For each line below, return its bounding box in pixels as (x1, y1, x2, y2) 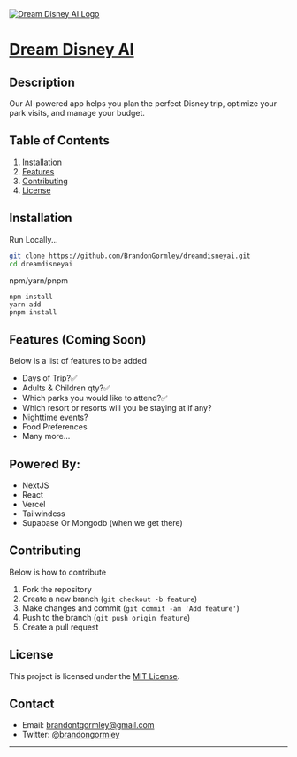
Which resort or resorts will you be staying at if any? (21, 403, 212, 413)
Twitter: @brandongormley (21, 730, 120, 740)
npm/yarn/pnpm (9, 275, 69, 286)
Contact (9, 697, 55, 712)
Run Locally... (9, 234, 59, 244)
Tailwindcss (21, 508, 65, 519)
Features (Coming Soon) (9, 332, 147, 347)
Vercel (21, 499, 46, 509)
